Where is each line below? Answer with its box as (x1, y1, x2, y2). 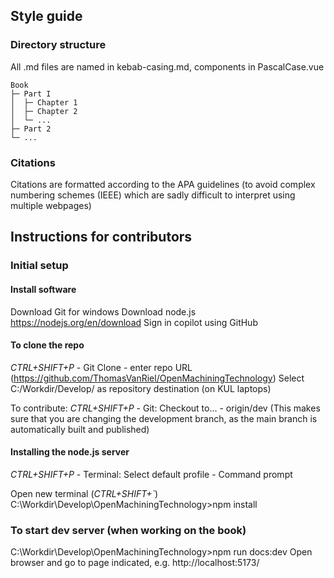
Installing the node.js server (10, 446, 130, 458)
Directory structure (10, 38, 107, 52)
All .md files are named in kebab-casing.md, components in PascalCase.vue (10, 60, 325, 73)
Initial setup (10, 259, 69, 273)
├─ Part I (10, 89, 52, 99)
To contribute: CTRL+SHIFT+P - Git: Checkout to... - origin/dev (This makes (10, 402, 321, 414)
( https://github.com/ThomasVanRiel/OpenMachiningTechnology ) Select (10, 372, 305, 384)
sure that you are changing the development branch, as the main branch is (10, 412, 318, 424)
